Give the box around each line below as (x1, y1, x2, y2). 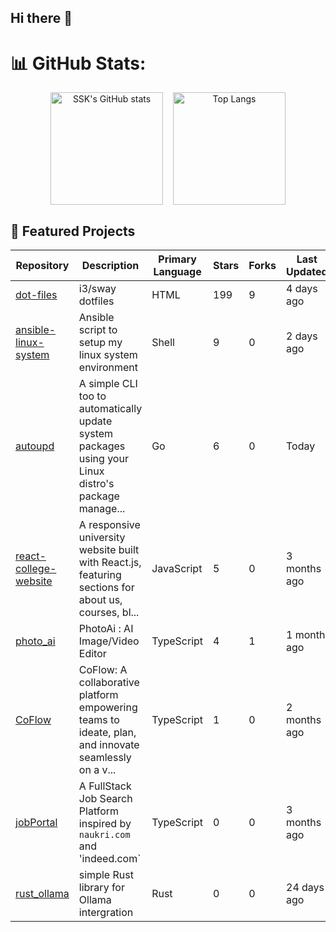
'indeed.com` (78, 852, 142, 866)
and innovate (78, 738, 140, 752)
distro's (78, 477, 115, 491)
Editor (78, 647, 107, 661)
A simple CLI (78, 377, 138, 391)
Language (153, 265, 202, 279)
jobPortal (15, 816, 58, 830)
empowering (78, 701, 138, 715)
